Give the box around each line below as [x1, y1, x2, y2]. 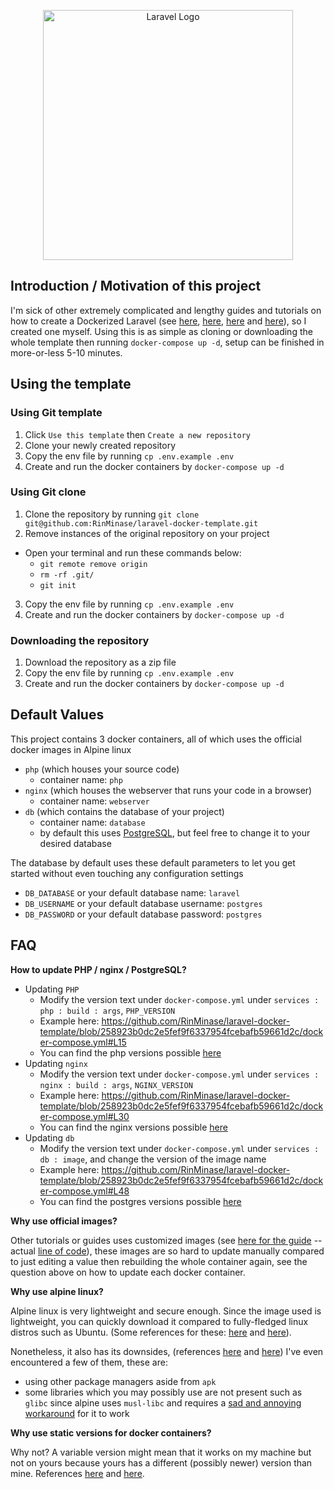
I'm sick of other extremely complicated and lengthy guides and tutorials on [10, 304, 322, 316]
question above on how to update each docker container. [10, 1266, 246, 1278]
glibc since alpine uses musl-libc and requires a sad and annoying [24, 1396, 302, 1409]
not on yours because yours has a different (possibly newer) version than [10, 1456, 313, 1469]
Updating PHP [24, 983, 80, 995]
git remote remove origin [39, 559, 148, 569]
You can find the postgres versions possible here [39, 1195, 242, 1207]
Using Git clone [10, 485, 87, 499]
